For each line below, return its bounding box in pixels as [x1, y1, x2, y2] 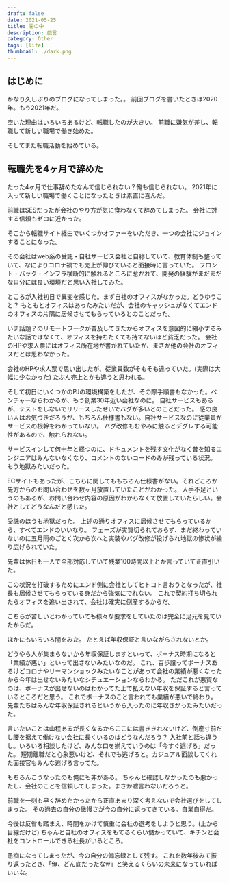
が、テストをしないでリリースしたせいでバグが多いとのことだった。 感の [7, 404, 212, 413]
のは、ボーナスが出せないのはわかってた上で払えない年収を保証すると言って [7, 684, 222, 692]
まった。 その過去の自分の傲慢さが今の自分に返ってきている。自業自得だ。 [7, 805, 217, 813]
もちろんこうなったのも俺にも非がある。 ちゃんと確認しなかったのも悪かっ [7, 773, 219, 782]
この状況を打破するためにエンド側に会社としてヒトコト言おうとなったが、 [7, 580, 217, 588]
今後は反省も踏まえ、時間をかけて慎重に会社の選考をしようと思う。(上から [7, 819, 219, 827]
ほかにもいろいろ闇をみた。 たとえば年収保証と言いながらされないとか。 [7, 635, 213, 643]
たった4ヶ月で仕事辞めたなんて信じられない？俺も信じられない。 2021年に [7, 182, 217, 191]
